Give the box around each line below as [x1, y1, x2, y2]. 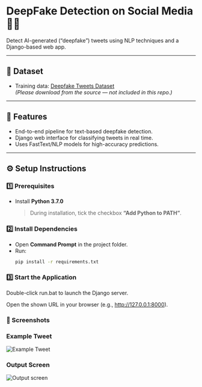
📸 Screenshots [6, 315, 50, 324]
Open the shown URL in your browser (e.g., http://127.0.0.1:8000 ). [6, 300, 168, 308]
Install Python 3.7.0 [14, 198, 64, 205]
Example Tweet [6, 332, 52, 340]
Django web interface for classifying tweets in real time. [14, 134, 153, 141]
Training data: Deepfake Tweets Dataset [14, 82, 115, 90]
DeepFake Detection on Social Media [6, 4, 194, 18]
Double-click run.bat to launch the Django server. [6, 289, 129, 296]
